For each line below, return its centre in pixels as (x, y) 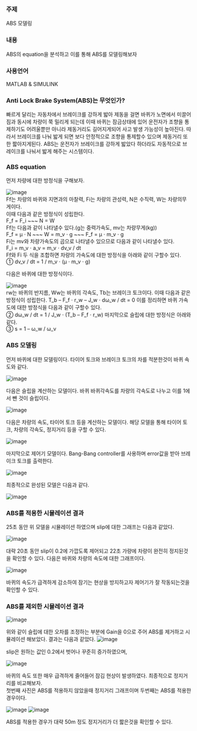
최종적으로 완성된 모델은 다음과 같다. (48, 485)
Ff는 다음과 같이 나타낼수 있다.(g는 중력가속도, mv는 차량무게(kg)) (82, 228)
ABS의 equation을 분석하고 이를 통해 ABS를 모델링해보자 (71, 54)
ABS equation (26, 167)
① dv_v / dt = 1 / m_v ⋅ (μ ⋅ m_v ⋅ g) (48, 262)
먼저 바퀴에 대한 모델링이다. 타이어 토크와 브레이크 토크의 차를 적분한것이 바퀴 (95, 359)
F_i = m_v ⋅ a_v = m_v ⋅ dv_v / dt (44, 248)
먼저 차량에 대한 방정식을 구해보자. (45, 181)
